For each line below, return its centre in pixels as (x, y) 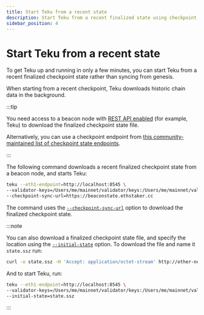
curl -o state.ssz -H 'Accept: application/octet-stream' (81, 262)
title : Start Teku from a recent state (57, 12)
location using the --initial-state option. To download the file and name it (101, 244)
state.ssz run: (24, 250)
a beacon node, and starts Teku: (47, 174)
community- (168, 137)
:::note (14, 225)
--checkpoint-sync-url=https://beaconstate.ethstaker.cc (80, 196)
